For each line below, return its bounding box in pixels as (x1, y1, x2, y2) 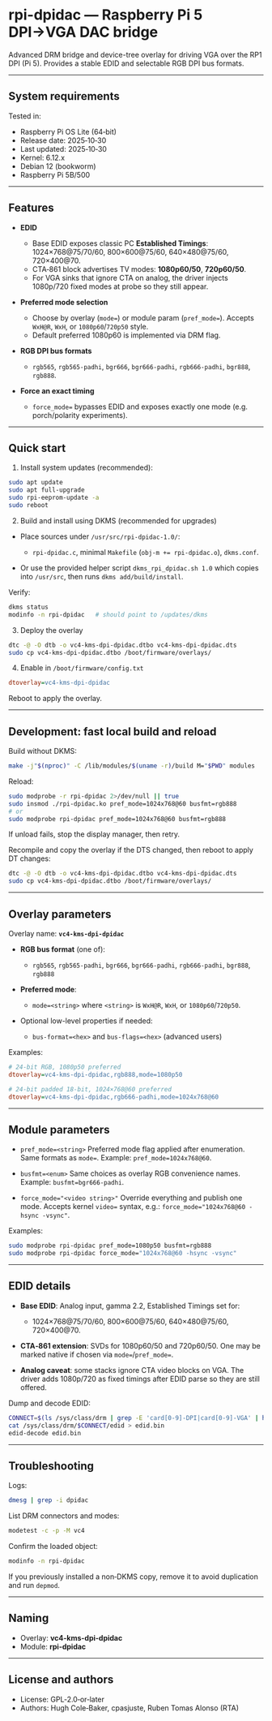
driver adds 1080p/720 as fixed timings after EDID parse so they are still (19, 1374, 261, 1383)
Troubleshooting (8, 1459, 95, 1473)
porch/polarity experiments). (32, 410, 128, 419)
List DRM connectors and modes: (8, 1511, 120, 1521)
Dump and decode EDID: (8, 1398, 91, 1408)
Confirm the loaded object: (8, 1542, 99, 1551)
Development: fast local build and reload (8, 725, 217, 738)
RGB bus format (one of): (19, 944, 105, 954)
